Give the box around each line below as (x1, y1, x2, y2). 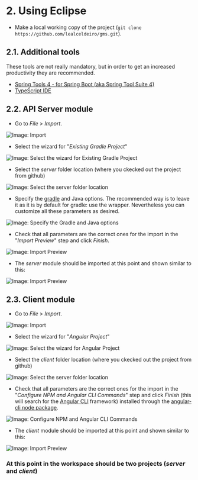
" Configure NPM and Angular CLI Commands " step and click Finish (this (14, 392, 191, 399)
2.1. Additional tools (6, 47, 80, 57)
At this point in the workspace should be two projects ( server (6, 460, 186, 468)
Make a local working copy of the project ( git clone (14, 24, 142, 31)
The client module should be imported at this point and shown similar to (14, 427, 189, 434)
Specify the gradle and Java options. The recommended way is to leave (14, 195, 190, 202)
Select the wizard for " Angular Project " (14, 333, 110, 340)
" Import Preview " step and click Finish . (14, 237, 109, 244)
